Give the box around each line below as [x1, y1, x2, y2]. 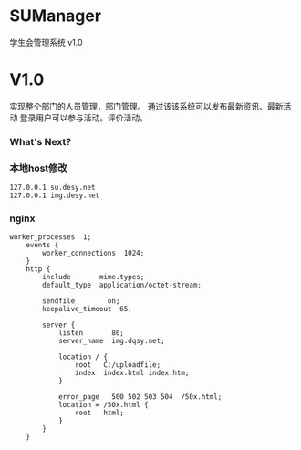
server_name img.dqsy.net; [57, 337, 166, 346]
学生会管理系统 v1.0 [9, 37, 84, 47]
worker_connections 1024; [42, 248, 145, 258]
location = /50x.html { [57, 401, 149, 410]
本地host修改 [9, 162, 67, 174]
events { [26, 241, 59, 250]
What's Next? [9, 135, 71, 148]
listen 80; [57, 329, 125, 338]
